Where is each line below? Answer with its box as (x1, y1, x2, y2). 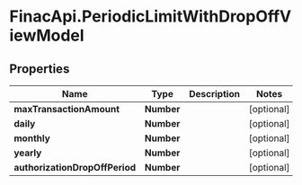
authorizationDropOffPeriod (13, 162, 137, 173)
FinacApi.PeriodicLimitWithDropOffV (9, 6, 292, 27)
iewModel (9, 25, 84, 46)
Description (188, 88, 241, 100)
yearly (13, 146, 42, 159)
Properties (9, 61, 70, 76)
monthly (13, 132, 51, 145)
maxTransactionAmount (13, 103, 120, 115)
